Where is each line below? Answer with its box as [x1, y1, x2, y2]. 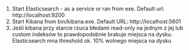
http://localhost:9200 [11, 11, 65, 19]
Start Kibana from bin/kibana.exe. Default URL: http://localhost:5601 [11, 18, 181, 25]
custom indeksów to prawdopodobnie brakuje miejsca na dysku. [11, 31, 173, 38]
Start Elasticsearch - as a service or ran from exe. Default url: [11, 5, 165, 12]
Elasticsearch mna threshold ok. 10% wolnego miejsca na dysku [11, 37, 172, 44]
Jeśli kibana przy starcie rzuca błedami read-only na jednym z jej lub [11, 24, 184, 31]
